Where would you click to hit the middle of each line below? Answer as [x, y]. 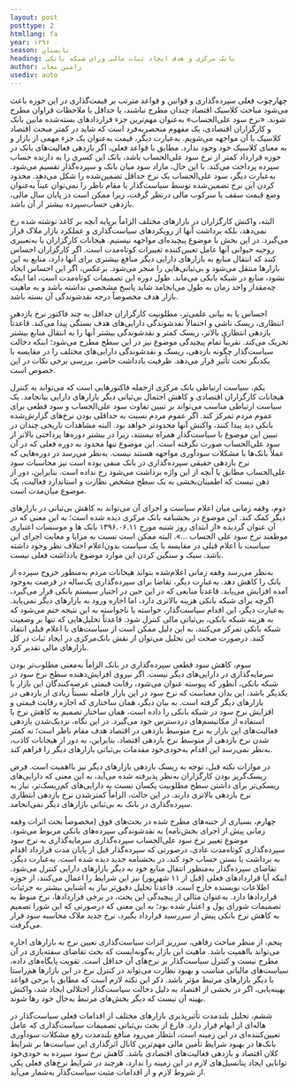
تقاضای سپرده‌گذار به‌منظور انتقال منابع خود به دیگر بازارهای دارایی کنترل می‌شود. [144, 868]
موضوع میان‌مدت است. [48, 490]
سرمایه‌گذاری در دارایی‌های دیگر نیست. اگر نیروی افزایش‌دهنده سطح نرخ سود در [142, 673]
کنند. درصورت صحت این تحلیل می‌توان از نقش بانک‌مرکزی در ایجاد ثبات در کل [137, 638]
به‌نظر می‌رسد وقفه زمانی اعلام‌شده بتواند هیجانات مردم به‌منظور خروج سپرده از [142, 571]
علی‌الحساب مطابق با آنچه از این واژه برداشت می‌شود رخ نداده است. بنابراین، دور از [148, 471]
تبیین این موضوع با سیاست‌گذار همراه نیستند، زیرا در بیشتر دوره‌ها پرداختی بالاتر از [144, 434]
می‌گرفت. [27, 924]
